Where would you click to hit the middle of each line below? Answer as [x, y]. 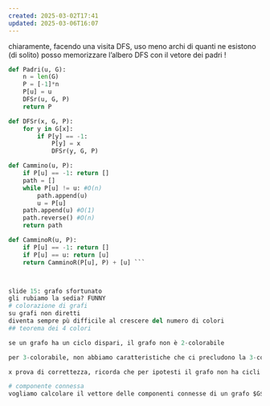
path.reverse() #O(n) [59, 218]
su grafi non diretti [45, 314]
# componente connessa [46, 387]
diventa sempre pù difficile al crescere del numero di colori [117, 321]
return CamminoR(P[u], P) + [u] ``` [84, 262]
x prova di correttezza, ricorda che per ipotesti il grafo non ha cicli [135, 372]
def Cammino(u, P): [41, 166]
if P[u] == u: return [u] [66, 255]
